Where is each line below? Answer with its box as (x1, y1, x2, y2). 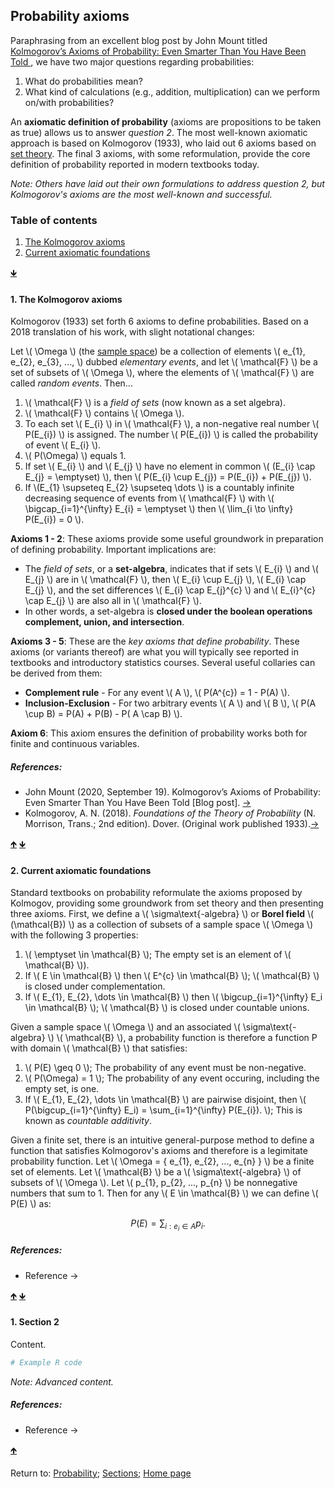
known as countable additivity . (24, 1115, 152, 1127)
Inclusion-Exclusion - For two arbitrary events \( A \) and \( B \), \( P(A (24, 697, 317, 709)
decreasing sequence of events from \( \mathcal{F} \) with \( (24, 492, 275, 504)
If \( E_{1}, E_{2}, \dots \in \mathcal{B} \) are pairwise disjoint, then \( (24, 1094, 307, 1106)
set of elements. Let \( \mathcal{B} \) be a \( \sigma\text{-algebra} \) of (10, 1166, 302, 1178)
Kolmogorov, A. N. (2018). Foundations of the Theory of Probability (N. (24, 807, 317, 819)
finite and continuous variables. (10, 738, 140, 750)
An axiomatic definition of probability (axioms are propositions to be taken (10, 115, 322, 128)
